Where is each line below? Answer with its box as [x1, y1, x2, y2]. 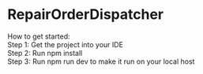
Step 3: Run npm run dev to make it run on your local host [7, 57, 195, 66]
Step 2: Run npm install [7, 48, 83, 57]
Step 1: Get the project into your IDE [7, 39, 124, 49]
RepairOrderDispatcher [7, 6, 164, 24]
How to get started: [7, 31, 70, 41]
